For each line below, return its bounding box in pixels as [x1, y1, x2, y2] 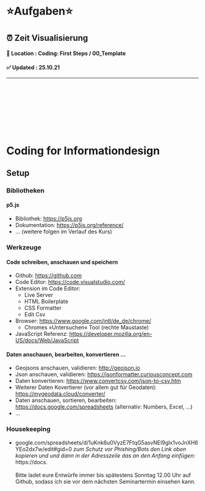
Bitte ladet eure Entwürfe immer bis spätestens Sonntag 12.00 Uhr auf [15, 471, 191, 479]
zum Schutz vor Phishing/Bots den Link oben [73, 445, 186, 453]
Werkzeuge [6, 243, 41, 252]
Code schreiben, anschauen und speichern [6, 258, 118, 266]
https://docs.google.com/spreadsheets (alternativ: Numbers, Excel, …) [15, 403, 193, 410]
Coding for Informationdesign [6, 144, 160, 158]
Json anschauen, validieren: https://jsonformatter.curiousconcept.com [15, 371, 193, 378]
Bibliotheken [6, 186, 45, 195]
